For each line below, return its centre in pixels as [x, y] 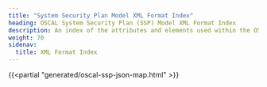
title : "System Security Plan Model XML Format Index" [101, 15]
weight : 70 [26, 38]
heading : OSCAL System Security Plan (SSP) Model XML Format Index [122, 23]
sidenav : [23, 45]
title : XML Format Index [56, 52]
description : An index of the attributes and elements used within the [129, 30]
